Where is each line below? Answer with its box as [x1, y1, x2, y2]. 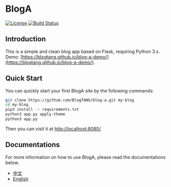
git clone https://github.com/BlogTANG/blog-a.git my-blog [5, 98, 135, 103]
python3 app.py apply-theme [5, 112, 66, 117]
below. [5, 159, 20, 166]
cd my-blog [5, 102, 29, 107]
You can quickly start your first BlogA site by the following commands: [5, 87, 154, 93]
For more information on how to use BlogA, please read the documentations [5, 154, 166, 160]
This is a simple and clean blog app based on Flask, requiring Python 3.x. [5, 48, 160, 54]
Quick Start [5, 74, 43, 83]
